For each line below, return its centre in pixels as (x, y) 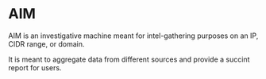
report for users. (35, 67)
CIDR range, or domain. (46, 43)
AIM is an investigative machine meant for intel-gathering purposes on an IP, (133, 36)
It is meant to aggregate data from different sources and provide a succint (129, 59)
